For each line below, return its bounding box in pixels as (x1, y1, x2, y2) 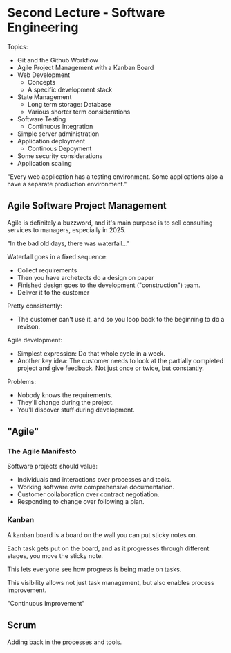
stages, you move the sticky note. (7, 551, 104, 559)
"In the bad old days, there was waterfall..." (7, 239, 130, 247)
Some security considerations (17, 151, 103, 160)
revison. (17, 322, 41, 331)
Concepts (27, 78, 56, 86)
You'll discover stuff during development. (17, 406, 135, 414)
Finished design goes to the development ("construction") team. (17, 281, 201, 289)
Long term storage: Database (27, 100, 111, 108)
